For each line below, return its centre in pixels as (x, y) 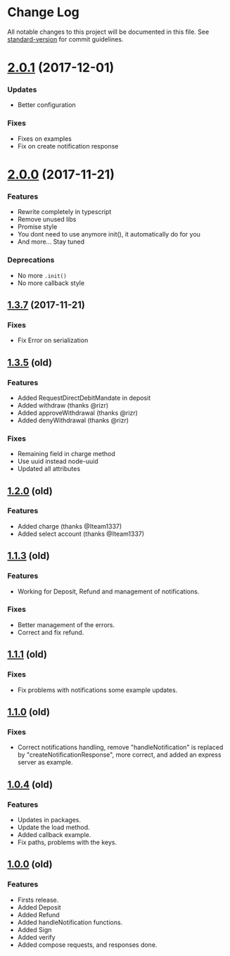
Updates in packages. (49, 819)
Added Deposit (39, 907)
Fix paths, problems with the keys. (67, 842)
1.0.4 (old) (30, 785)
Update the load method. (53, 827)
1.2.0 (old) (30, 491)
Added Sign (34, 929)
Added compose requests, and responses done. (87, 945)
